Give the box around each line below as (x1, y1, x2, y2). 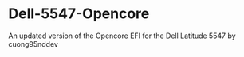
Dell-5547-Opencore (8, 5, 150, 23)
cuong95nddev (8, 39, 58, 48)
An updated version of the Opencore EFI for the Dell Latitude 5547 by (8, 31, 237, 40)
